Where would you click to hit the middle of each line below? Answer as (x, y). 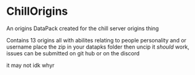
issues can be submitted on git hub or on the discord (73, 53)
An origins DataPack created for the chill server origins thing (83, 28)
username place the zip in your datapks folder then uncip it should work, (98, 47)
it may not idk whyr (31, 65)
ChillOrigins (37, 11)
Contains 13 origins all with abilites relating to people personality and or (97, 40)
